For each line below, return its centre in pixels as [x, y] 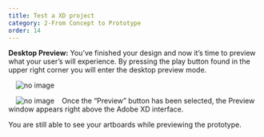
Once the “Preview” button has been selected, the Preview [158, 101]
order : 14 [25, 30]
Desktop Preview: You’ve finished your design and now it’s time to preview [132, 53]
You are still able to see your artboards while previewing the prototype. [125, 125]
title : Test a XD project [51, 16]
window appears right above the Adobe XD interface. [96, 109]
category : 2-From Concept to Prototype [75, 23]
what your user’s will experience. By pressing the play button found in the [129, 61]
